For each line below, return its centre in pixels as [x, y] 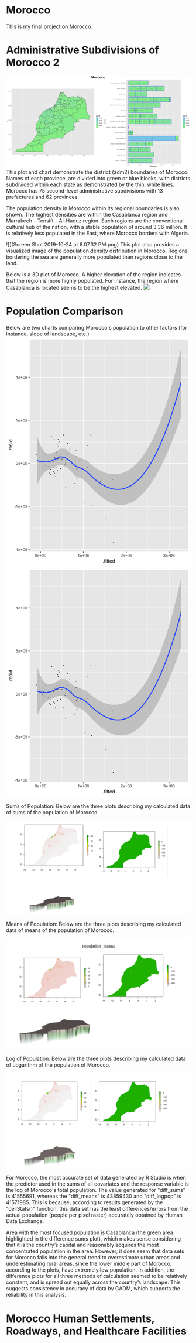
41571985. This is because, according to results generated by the [85, 1202]
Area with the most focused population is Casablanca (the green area [90, 1232]
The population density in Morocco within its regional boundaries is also [93, 208]
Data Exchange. [25, 1221]
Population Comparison [65, 311]
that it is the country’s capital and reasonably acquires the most [82, 1245]
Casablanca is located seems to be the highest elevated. [74, 287]
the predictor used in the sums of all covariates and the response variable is [97, 1184]
